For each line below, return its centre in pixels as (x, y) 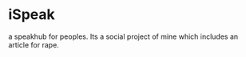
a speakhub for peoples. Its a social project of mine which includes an (123, 36)
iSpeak (32, 15)
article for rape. (34, 44)
